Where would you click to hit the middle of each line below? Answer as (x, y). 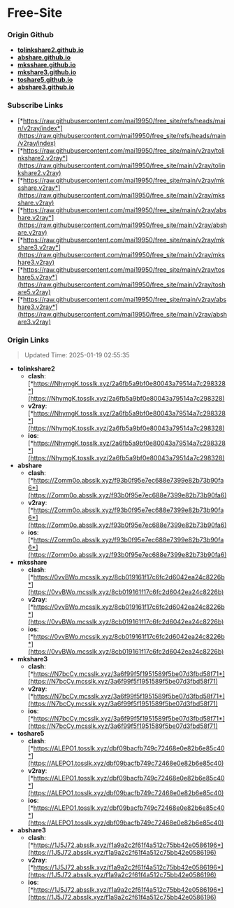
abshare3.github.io (46, 87)
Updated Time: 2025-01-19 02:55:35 (77, 355)
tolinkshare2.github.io (50, 50)
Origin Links (28, 340)
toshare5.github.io (45, 80)
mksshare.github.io (46, 65)
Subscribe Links (35, 105)
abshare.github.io (44, 57)
